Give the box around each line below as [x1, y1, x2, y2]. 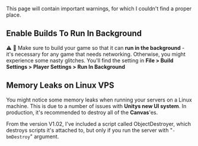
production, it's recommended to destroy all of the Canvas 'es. [6, 109, 158, 116]
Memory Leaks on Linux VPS [6, 80, 114, 91]
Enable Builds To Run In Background [6, 28, 142, 39]
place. [6, 11, 22, 18]
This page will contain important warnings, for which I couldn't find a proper [6, 5, 191, 12]
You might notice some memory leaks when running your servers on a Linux [6, 96, 193, 103]
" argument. [30, 133, 59, 140]
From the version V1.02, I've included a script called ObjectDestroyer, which [6, 120, 191, 127]
